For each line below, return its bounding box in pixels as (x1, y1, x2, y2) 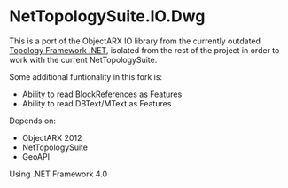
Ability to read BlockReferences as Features (21, 89, 183, 99)
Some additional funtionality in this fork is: (9, 71, 162, 82)
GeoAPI (21, 151, 51, 161)
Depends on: (9, 115, 56, 126)
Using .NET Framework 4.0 (9, 168, 108, 179)
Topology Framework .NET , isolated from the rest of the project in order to (9, 44, 280, 55)
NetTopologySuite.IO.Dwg (9, 6, 206, 27)
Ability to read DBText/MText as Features (21, 98, 172, 108)
